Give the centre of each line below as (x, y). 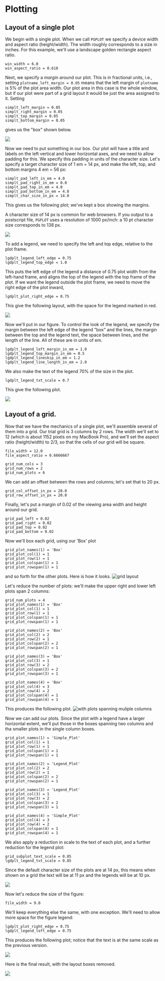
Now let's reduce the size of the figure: (45, 894)
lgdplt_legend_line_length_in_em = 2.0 (46, 362)
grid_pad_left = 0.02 (27, 519)
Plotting (21, 9)
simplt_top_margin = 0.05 (32, 116)
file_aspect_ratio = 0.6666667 (37, 455)
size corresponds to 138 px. (33, 225)
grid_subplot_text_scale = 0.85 (38, 856)
